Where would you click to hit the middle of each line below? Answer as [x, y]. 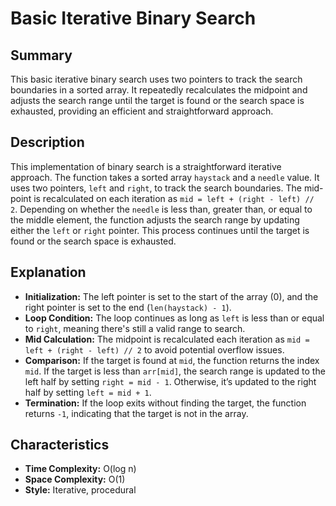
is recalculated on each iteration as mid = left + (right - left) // [174, 198]
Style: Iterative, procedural [80, 490]
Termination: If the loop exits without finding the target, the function [165, 403]
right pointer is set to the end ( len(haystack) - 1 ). [128, 307]
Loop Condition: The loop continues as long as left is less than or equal [174, 318]
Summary [41, 55]
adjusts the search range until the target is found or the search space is [157, 100]
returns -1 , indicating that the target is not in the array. [136, 413]
